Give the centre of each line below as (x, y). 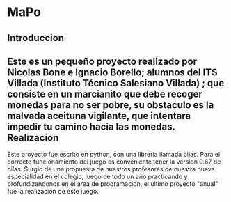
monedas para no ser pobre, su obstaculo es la (111, 105)
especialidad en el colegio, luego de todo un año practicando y (97, 177)
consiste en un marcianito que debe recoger (105, 94)
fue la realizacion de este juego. (53, 192)
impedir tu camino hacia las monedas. (91, 126)
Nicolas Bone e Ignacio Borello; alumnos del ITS (112, 72)
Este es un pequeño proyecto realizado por (102, 61)
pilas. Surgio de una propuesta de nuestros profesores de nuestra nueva (111, 169)
